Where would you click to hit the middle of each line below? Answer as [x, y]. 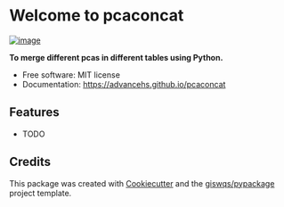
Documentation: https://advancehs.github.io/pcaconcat [124, 84]
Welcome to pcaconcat [97, 16]
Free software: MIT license [71, 75]
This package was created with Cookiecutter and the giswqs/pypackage [142, 183]
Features [34, 112]
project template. [41, 193]
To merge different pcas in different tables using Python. [116, 57]
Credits [30, 162]
